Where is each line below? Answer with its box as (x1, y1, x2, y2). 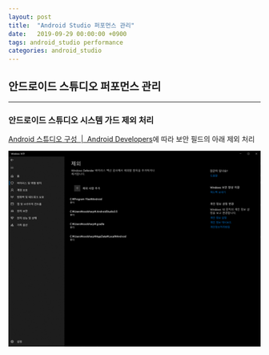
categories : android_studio (8, 46, 102, 55)
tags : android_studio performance (8, 38, 124, 46)
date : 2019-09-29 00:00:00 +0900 (8, 30, 127, 38)
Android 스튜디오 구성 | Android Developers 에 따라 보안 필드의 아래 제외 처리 (8, 135, 255, 144)
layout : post (8, 13, 52, 21)
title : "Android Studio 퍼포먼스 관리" (8, 21, 134, 30)
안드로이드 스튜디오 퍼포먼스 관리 (8, 79, 162, 93)
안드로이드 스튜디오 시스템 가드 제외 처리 (8, 115, 155, 126)
